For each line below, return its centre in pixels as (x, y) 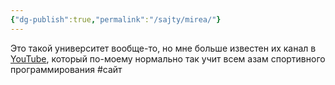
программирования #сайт (66, 69)
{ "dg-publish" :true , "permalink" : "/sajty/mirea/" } (116, 19)
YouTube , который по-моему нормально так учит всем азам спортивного (168, 58)
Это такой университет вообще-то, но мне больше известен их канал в (163, 48)
